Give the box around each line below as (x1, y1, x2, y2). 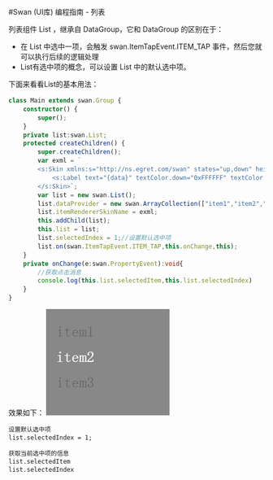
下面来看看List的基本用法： (8, 80, 99, 89)
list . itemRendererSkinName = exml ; (37, 208, 158, 216)
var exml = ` (37, 157, 82, 165)
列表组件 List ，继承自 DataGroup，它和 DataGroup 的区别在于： (8, 24, 224, 34)
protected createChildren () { (23, 139, 126, 148)
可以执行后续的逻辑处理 (19, 52, 99, 61)
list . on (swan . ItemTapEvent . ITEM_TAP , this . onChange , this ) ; (37, 242, 238, 251)
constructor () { (23, 105, 79, 113)
